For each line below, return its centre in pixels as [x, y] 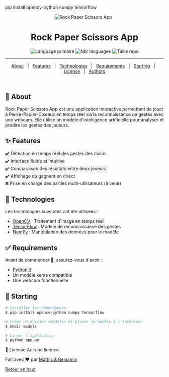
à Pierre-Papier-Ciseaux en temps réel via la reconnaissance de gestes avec [84, 114]
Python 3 [22, 270]
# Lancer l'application [30, 335]
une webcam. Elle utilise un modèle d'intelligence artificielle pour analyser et [84, 119]
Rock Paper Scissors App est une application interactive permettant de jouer [84, 109]
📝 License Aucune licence [32, 350]
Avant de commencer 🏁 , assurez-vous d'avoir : [54, 260]
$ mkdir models [21, 326]
